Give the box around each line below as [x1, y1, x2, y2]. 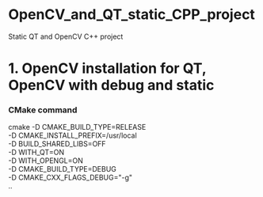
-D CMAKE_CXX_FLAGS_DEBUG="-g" [8, 172, 133, 183]
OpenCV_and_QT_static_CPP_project [8, 6, 256, 24]
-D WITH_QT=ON [8, 148, 65, 157]
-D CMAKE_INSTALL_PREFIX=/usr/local [8, 131, 137, 140]
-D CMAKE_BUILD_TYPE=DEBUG [8, 165, 117, 174]
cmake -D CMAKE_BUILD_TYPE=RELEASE [8, 123, 147, 132]
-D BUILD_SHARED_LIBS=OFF [8, 139, 106, 149]
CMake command [8, 104, 78, 116]
